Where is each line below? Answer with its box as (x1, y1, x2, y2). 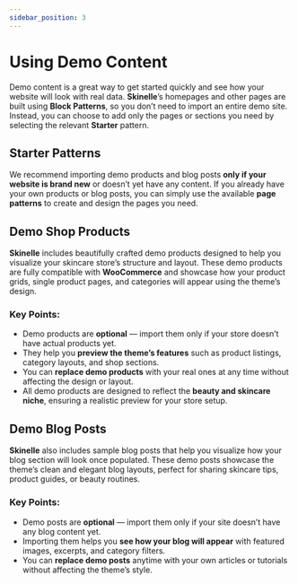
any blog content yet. (22, 526, 101, 536)
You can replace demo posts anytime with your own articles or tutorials (22, 554, 288, 565)
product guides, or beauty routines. (9, 474, 141, 484)
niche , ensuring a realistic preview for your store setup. (22, 396, 228, 406)
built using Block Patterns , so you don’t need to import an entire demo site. (9, 100, 288, 111)
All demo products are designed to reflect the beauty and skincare (22, 386, 271, 397)
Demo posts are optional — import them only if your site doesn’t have (22, 517, 281, 527)
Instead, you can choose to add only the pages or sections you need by (9, 109, 275, 121)
